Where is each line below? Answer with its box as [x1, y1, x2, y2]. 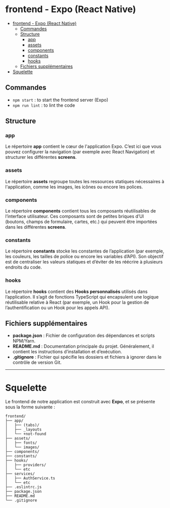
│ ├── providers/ [5, 462, 47, 468]
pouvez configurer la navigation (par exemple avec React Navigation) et [5, 149, 155, 155]
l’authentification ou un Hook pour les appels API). [5, 305, 110, 311]
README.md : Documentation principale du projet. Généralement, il [12, 343, 154, 350]
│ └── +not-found [5, 432, 47, 437]
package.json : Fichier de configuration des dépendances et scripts [12, 332, 155, 338]
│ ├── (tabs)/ [5, 422, 39, 428]
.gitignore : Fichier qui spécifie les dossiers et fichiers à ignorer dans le [12, 354, 162, 360]
